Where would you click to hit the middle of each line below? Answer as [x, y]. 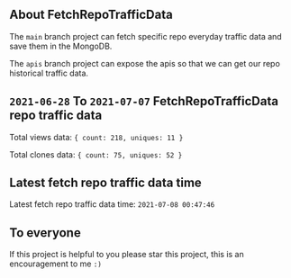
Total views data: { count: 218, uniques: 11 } [96, 137]
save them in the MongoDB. [61, 46]
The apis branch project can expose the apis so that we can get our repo [145, 63]
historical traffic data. [49, 73]
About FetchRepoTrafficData [91, 15]
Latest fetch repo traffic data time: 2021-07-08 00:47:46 [112, 204]
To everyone [45, 233]
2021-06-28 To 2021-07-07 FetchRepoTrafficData [144, 101]
